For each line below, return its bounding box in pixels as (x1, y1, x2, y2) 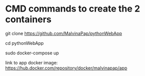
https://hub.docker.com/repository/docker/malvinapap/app (5, 65, 127, 71)
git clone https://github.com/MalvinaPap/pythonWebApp (5, 30, 122, 36)
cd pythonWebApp (5, 40, 44, 46)
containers (5, 14, 52, 25)
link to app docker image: (5, 59, 58, 65)
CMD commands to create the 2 (5, 3, 140, 15)
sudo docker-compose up (5, 50, 59, 56)
